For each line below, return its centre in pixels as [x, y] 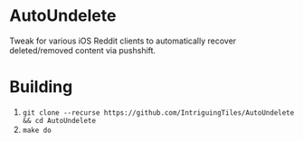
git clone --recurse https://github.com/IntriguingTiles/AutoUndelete [158, 113]
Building [41, 87]
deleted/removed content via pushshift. [83, 50]
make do [37, 130]
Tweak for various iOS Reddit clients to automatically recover [123, 41]
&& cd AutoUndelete [59, 120]
